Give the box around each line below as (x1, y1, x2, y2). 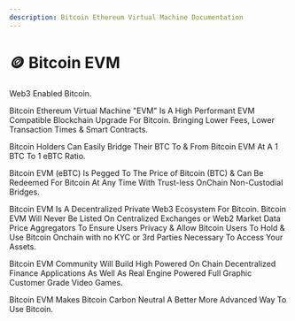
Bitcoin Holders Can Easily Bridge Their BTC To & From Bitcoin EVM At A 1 (9, 141, 279, 151)
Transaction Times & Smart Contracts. (9, 124, 149, 134)
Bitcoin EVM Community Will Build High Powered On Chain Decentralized (9, 258, 276, 269)
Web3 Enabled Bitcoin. (9, 88, 92, 98)
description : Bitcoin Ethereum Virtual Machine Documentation (9, 12, 244, 22)
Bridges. (9, 187, 40, 197)
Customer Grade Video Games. (9, 277, 123, 287)
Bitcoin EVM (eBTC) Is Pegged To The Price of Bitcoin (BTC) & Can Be (9, 167, 264, 178)
